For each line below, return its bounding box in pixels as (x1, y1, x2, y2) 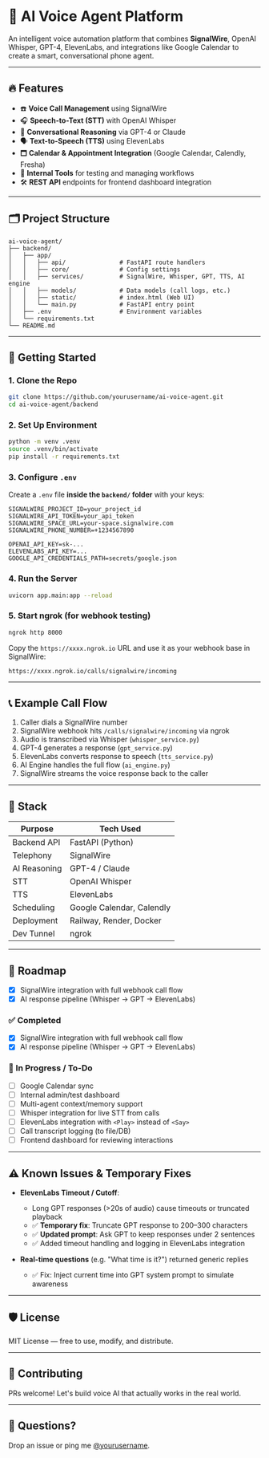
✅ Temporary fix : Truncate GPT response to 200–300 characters (31, 1220, 248, 1230)
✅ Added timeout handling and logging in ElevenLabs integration (31, 1239, 246, 1249)
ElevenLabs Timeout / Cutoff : (19, 1188, 120, 1198)
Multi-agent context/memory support (19, 1099, 143, 1108)
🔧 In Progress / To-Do (8, 1062, 94, 1074)
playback (31, 1212, 62, 1222)
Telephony (12, 850, 52, 861)
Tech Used (98, 823, 142, 835)
